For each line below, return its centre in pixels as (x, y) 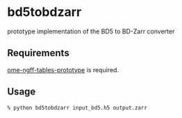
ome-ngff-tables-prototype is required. (63, 69)
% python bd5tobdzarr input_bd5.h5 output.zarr (77, 108)
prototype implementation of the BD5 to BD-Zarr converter (91, 31)
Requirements (38, 53)
